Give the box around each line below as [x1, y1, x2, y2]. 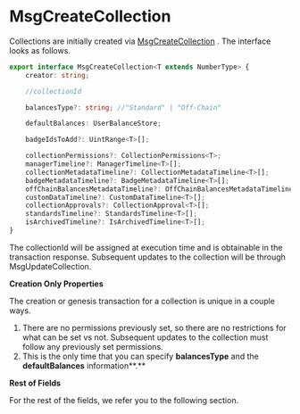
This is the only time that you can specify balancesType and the [21, 351, 259, 361]
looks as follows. [9, 45, 71, 55]
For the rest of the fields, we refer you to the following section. [9, 394, 239, 405]
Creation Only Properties [9, 278, 104, 289]
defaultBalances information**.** [21, 360, 146, 371]
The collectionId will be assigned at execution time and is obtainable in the [9, 242, 283, 253]
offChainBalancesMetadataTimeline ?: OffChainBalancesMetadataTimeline [25, 185, 294, 194]
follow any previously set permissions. [21, 341, 163, 352]
